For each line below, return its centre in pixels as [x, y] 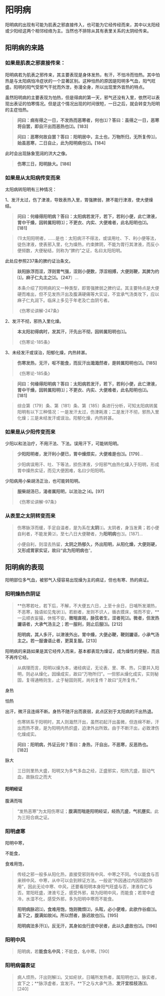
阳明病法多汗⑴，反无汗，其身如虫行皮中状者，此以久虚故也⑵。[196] [87, 926]
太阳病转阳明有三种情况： [31, 189]
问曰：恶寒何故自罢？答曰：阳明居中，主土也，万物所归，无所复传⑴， [88, 137]
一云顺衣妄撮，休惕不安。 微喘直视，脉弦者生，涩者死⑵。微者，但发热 [88, 618]
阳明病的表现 [25, 567]
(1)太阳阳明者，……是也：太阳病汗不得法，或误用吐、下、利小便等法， [88, 238]
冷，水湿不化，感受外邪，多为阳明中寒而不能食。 [67, 899]
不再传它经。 [18, 657]
